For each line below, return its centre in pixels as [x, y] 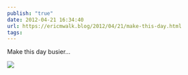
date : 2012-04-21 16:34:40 [45, 20]
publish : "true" [30, 13]
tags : [15, 32]
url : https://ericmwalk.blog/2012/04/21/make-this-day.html [95, 26]
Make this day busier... [39, 52]
